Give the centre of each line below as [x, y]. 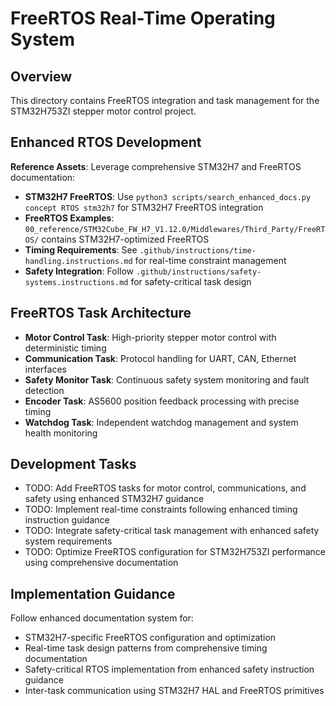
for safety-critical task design [191, 281]
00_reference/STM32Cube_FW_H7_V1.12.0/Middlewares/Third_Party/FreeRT [175, 229]
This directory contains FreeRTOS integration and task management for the [165, 100]
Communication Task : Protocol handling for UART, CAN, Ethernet [160, 358]
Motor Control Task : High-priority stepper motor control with [150, 337]
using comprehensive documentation [101, 563]
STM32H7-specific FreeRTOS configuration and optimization [150, 638]
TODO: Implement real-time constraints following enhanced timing [161, 509]
